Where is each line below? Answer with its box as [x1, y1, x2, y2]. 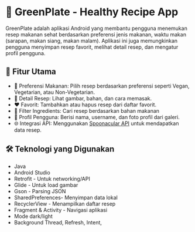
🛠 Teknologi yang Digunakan [5, 144, 115, 154]
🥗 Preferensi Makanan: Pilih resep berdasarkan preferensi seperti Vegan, [13, 82, 190, 89]
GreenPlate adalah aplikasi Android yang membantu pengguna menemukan [5, 25, 188, 32]
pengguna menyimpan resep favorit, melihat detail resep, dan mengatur [5, 43, 179, 51]
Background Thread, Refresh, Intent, [13, 218, 102, 226]
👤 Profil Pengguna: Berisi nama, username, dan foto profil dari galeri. [13, 113, 180, 120]
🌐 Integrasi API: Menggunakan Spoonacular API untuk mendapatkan [13, 120, 179, 127]
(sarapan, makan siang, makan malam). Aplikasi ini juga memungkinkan [5, 37, 178, 44]
